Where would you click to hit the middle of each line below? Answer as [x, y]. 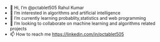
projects [18, 29]
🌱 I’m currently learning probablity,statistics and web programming [78, 18]
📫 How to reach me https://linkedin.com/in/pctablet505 [67, 34]
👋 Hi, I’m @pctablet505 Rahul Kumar [47, 8]
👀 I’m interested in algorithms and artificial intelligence [65, 13]
